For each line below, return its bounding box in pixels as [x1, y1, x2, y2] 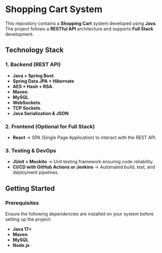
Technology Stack [5, 46, 64, 54]
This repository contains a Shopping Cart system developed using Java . [5, 20, 157, 26]
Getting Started [5, 184, 55, 193]
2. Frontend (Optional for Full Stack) [5, 123, 95, 130]
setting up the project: [5, 216, 52, 222]
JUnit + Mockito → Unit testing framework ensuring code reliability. [12, 159, 154, 165]
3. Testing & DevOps [5, 147, 57, 154]
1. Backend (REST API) [5, 61, 61, 68]
